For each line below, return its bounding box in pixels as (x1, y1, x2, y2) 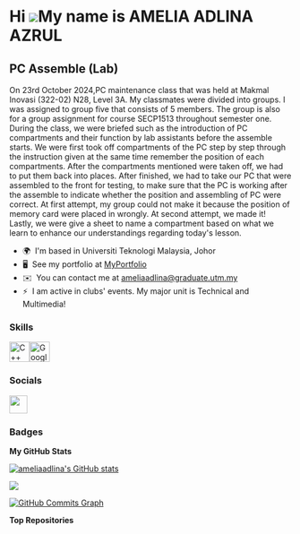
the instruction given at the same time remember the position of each (9, 151, 264, 162)
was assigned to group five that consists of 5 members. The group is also (9, 104, 280, 114)
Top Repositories (9, 514, 74, 525)
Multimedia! (21, 298, 66, 309)
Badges (9, 426, 43, 438)
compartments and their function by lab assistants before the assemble (9, 133, 273, 142)
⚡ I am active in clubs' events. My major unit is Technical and (21, 286, 250, 297)
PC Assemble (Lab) (9, 61, 119, 76)
